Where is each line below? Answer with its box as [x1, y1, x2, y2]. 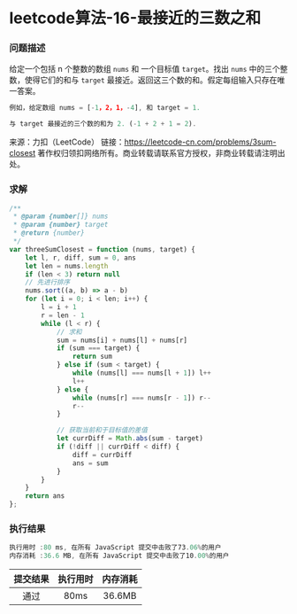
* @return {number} [12, 229, 86, 237]
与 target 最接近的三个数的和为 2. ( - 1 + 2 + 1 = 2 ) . [9, 120, 197, 128]
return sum [72, 352, 113, 361]
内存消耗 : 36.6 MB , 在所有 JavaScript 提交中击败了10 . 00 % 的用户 [9, 551, 230, 561]
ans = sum [72, 458, 109, 468]
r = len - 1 [41, 311, 86, 320]
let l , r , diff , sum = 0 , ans [25, 253, 137, 262]
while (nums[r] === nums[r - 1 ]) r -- [72, 393, 212, 402]
